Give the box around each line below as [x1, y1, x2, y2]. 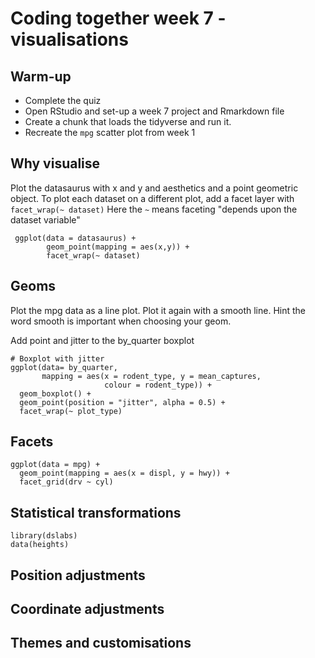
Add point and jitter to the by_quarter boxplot [10, 334, 195, 346]
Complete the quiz [24, 95, 102, 106]
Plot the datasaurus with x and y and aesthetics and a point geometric [10, 182, 299, 194]
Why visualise [10, 155, 101, 172]
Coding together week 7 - [10, 7, 227, 30]
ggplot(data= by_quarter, [10, 362, 118, 372]
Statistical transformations [10, 504, 182, 521]
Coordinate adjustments [10, 601, 165, 618]
